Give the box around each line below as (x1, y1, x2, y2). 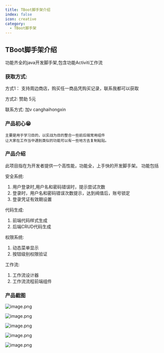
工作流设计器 (12, 272, 39, 278)
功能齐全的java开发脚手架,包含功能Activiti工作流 (5, 59, 103, 65)
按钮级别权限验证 (12, 251, 48, 257)
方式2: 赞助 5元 (5, 96, 36, 102)
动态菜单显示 (12, 245, 39, 251)
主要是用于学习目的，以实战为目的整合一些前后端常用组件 (5, 133, 105, 138)
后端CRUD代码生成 (12, 223, 51, 229)
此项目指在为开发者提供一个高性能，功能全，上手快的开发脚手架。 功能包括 (5, 163, 159, 169)
